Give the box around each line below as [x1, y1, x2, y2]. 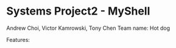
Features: [6, 36, 30, 43]
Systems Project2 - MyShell [6, 4, 150, 18]
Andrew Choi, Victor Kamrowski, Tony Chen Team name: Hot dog [6, 24, 171, 32]
